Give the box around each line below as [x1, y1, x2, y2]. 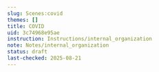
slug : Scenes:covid [7, 10, 63, 17]
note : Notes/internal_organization [7, 42, 109, 49]
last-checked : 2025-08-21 [7, 55, 81, 62]
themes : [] [7, 16, 39, 23]
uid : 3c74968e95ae [7, 29, 60, 36]
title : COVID [7, 23, 45, 29]
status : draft [7, 49, 48, 56]
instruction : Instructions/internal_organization [7, 36, 153, 43]
